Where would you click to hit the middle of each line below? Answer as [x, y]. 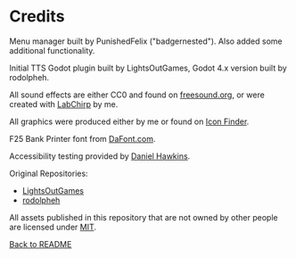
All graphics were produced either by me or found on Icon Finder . [129, 121]
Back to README [41, 244]
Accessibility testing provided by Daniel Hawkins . [100, 156]
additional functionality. [52, 50]
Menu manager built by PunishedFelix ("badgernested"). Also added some [146, 41]
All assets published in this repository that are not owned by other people [144, 217]
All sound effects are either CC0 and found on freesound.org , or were [137, 95]
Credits [37, 17]
